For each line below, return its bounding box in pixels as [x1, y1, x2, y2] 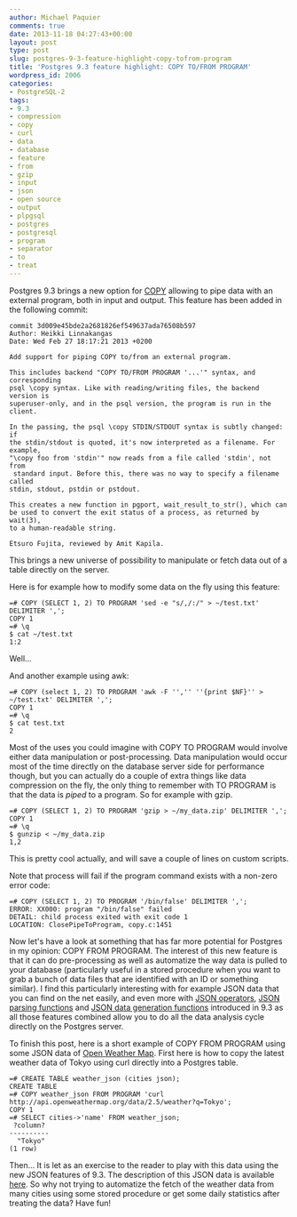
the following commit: [9, 304, 89, 315]
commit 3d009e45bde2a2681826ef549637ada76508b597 [9, 321, 197, 330]
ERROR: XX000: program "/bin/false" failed [9, 904, 173, 914]
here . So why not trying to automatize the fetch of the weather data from [9, 1179, 275, 1189]
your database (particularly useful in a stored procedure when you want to [9, 964, 281, 974]
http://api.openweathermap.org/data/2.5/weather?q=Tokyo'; [9, 1097, 232, 1107]
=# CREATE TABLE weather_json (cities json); [9, 1074, 180, 1083]
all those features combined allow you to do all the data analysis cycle [9, 1011, 264, 1022]
